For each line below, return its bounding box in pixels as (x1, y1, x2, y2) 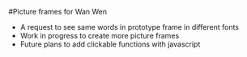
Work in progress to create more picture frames (19, 31, 180, 40)
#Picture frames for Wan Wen (8, 7, 108, 16)
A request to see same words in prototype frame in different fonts (19, 22, 239, 31)
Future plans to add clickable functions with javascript (19, 39, 201, 49)
